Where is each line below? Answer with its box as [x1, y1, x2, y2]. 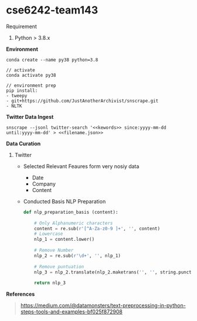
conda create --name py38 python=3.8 [6, 57, 98, 63]
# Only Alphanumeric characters [34, 220, 113, 226]
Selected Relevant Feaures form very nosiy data [23, 162, 140, 170]
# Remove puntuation [34, 264, 84, 269]
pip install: [6, 87, 38, 94]
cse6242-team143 [6, 4, 98, 17]
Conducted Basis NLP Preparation [23, 197, 106, 205]
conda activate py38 [6, 72, 57, 78]
